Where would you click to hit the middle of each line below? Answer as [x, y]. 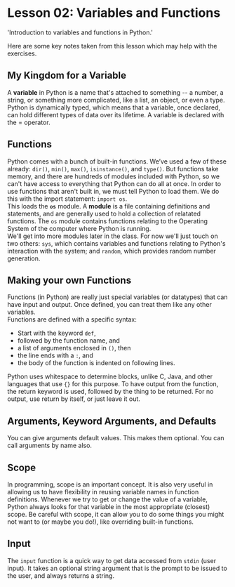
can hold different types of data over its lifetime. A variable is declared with [116, 114]
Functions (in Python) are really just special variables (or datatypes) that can [117, 297]
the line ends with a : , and [55, 355]
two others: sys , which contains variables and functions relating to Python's [116, 243]
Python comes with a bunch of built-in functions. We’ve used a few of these [117, 161]
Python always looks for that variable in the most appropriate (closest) [109, 507]
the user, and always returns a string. [61, 575]
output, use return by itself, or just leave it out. [74, 399]
